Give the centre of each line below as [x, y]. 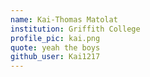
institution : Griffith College [75, 29]
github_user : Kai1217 [55, 57]
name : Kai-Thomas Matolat [64, 19]
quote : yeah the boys [55, 47]
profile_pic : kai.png [55, 38]
